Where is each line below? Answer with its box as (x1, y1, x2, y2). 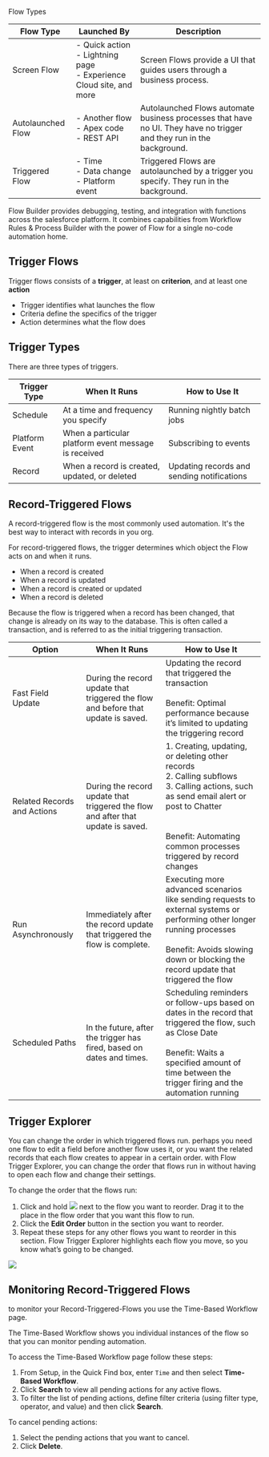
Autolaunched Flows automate (139, 103, 255, 113)
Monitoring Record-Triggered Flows (8, 1282, 191, 1297)
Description (175, 26, 222, 37)
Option (31, 644, 58, 656)
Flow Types (8, 7, 46, 16)
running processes (165, 924, 236, 935)
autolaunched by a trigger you (139, 166, 254, 176)
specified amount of (165, 1057, 242, 1068)
